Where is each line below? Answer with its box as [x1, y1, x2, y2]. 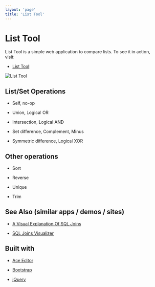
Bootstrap [12, 267, 32, 273]
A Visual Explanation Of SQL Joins [12, 221, 82, 226]
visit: [5, 54, 15, 60]
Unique [12, 184, 27, 190]
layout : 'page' [5, 7, 36, 12]
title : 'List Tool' [5, 12, 45, 17]
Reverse [12, 175, 29, 181]
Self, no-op [12, 100, 35, 106]
